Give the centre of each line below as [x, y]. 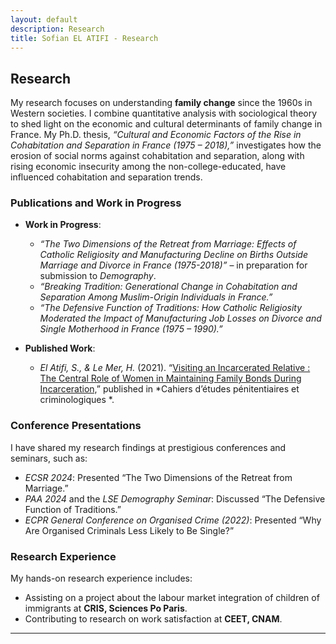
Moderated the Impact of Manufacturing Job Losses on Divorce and [180, 318]
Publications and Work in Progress [96, 203]
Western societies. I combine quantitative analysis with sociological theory [164, 113]
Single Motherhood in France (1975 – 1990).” [131, 329]
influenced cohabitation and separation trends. [106, 177]
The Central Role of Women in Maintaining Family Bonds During [170, 378]
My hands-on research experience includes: [101, 578]
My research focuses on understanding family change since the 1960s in [161, 103]
